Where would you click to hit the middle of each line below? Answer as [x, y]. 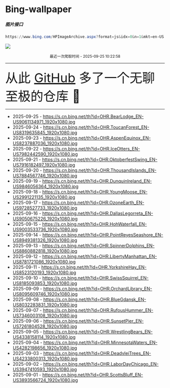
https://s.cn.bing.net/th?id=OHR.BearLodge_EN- [93, 117]
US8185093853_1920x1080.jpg [45, 283]
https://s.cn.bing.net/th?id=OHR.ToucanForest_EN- [96, 127]
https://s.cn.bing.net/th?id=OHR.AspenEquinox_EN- [97, 138]
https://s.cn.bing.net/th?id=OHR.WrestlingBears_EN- [98, 332]
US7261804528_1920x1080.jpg [45, 326]
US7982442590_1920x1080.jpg [45, 154]
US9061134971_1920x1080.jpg [44, 122]
